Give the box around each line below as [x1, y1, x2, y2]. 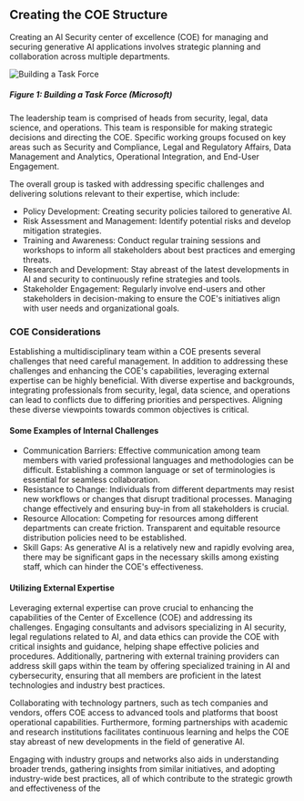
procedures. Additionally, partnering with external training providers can [9, 651, 280, 662]
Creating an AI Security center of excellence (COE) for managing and [9, 31, 269, 42]
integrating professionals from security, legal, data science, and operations [9, 385, 291, 395]
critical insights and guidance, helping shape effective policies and [9, 642, 259, 652]
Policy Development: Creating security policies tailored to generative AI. [22, 205, 293, 217]
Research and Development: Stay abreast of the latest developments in [22, 263, 289, 274]
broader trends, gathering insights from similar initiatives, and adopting [9, 764, 276, 775]
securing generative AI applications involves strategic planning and [9, 41, 261, 52]
